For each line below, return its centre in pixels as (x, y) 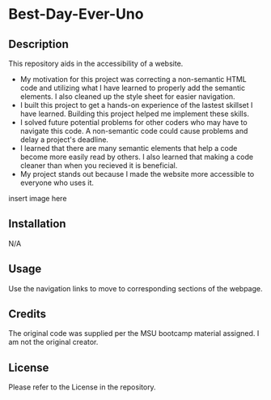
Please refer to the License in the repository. (82, 387)
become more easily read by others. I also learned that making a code (136, 157)
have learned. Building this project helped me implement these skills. (134, 114)
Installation (37, 224)
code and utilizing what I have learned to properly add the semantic (132, 88)
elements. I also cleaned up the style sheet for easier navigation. (128, 97)
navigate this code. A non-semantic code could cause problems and (134, 131)
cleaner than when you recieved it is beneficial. (99, 166)
